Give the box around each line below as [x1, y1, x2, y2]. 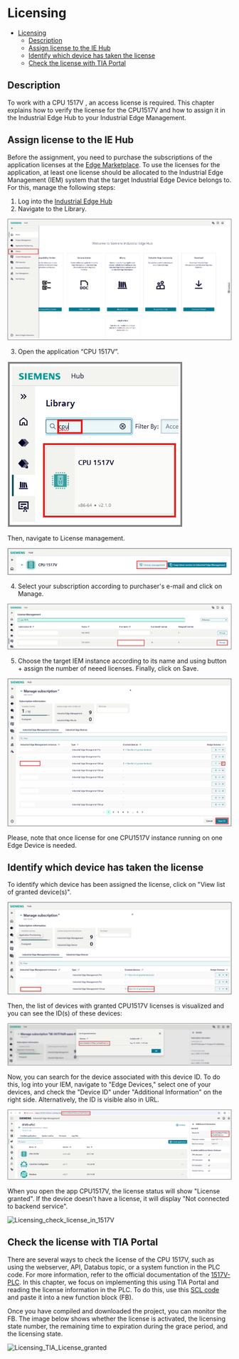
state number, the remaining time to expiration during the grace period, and [7, 1321, 228, 1331]
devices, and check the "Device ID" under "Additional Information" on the [7, 1088, 223, 1097]
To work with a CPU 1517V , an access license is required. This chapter [7, 98, 215, 107]
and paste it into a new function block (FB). [7, 1293, 134, 1301]
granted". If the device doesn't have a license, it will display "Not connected [7, 1195, 230, 1203]
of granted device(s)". [7, 888, 72, 897]
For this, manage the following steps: [7, 183, 116, 191]
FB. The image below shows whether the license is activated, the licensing [7, 1314, 226, 1323]
